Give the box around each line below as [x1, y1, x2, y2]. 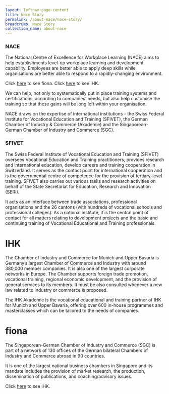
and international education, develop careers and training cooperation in [5, 162, 155, 168]
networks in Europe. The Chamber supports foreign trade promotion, [5, 270, 148, 277]
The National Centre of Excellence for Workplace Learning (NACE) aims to [5, 54, 159, 61]
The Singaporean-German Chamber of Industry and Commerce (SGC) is [5, 342, 155, 348]
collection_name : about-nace [5, 26, 67, 31]
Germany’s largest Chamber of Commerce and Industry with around [5, 260, 146, 266]
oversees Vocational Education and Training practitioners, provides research [5, 156, 164, 163]
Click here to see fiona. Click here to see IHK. [5, 81, 99, 87]
